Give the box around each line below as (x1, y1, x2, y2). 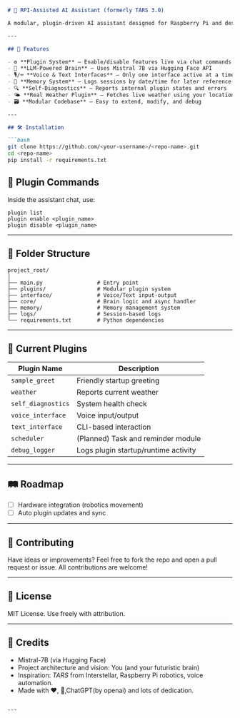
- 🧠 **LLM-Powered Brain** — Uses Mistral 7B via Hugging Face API (7, 65, 213, 72)
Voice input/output (76, 410, 139, 420)
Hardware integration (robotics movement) (17, 500, 144, 510)
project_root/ (7, 266, 50, 274)
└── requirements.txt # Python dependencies (7, 316, 164, 324)
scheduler (11, 435, 44, 443)
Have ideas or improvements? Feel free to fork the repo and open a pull (7, 555, 217, 564)
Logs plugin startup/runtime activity (76, 445, 196, 455)
